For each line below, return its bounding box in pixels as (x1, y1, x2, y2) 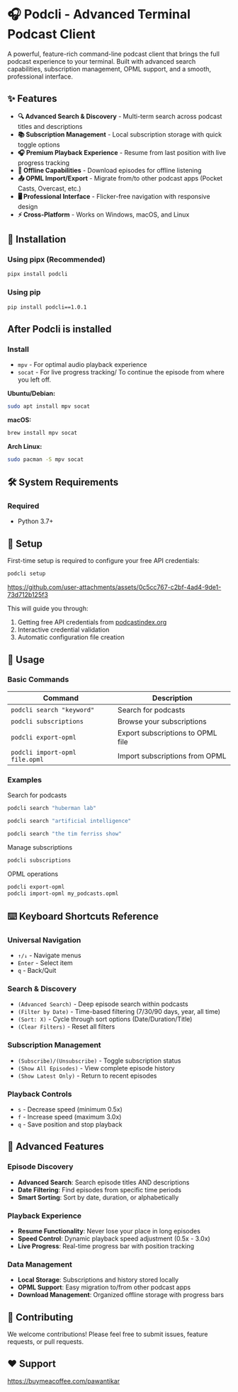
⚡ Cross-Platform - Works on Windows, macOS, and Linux (17, 210, 190, 219)
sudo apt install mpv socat (7, 403, 91, 410)
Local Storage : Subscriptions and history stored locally (17, 1276, 179, 1284)
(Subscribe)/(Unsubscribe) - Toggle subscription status (17, 1056, 181, 1065)
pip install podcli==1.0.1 (7, 303, 87, 311)
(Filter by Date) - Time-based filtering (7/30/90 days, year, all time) (17, 1008, 221, 1016)
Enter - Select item (17, 959, 73, 967)
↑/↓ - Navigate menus (17, 951, 81, 960)
